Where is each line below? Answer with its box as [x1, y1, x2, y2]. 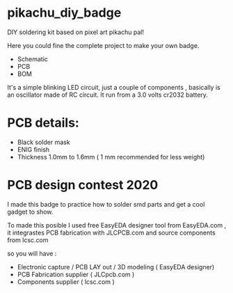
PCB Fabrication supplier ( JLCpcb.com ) [17, 270, 135, 278]
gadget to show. [7, 207, 54, 216]
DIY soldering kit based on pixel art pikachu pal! [7, 28, 145, 36]
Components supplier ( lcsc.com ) [17, 277, 115, 286]
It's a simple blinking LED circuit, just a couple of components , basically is [7, 83, 220, 91]
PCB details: [7, 115, 80, 131]
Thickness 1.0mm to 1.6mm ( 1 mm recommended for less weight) [17, 152, 205, 161]
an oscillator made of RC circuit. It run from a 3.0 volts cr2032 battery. [7, 90, 209, 99]
